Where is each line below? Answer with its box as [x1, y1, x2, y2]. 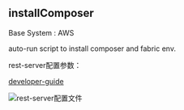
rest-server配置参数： [8, 60, 82, 70]
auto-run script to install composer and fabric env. [8, 44, 177, 53]
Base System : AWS [8, 27, 75, 37]
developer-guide [8, 76, 64, 86]
